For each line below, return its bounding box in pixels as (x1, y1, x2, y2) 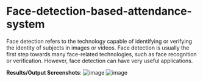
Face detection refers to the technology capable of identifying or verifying (6, 37, 193, 45)
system (6, 17, 45, 31)
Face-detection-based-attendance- (6, 4, 192, 18)
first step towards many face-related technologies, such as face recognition (6, 50, 197, 58)
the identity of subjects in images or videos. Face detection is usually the (6, 44, 190, 51)
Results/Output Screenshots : (6, 69, 82, 76)
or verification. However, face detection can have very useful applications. (6, 57, 193, 64)
